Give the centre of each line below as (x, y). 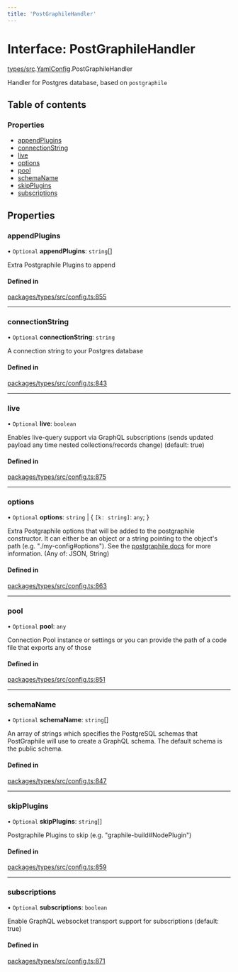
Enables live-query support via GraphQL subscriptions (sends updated (110, 437)
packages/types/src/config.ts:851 (57, 680)
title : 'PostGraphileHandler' (52, 14)
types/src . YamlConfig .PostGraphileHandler (70, 69)
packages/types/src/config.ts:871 (56, 961)
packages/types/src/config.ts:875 (57, 477)
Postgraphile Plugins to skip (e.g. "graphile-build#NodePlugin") (100, 835)
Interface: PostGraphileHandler (102, 49)
